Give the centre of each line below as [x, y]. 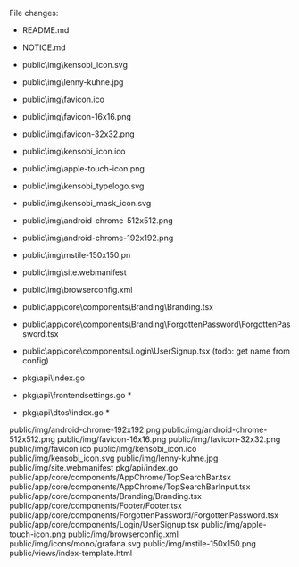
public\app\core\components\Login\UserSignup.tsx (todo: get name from [156, 351]
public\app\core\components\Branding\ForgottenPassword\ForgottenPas [156, 324]
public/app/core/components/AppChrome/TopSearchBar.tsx [120, 477]
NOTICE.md [44, 47]
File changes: [34, 13]
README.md [46, 30]
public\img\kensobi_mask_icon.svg [87, 203]
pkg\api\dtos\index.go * [66, 413]
